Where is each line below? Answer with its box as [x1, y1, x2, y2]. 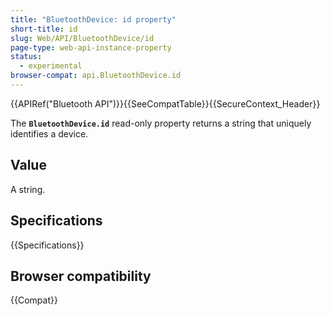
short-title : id [10, 24, 78, 34]
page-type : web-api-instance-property [10, 42, 172, 53]
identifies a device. [10, 127, 89, 140]
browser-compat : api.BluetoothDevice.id [10, 71, 182, 81]
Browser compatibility [10, 267, 152, 285]
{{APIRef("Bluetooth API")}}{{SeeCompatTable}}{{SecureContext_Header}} [10, 97, 321, 110]
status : [10, 52, 43, 62]
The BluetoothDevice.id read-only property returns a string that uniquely [10, 117, 312, 129]
